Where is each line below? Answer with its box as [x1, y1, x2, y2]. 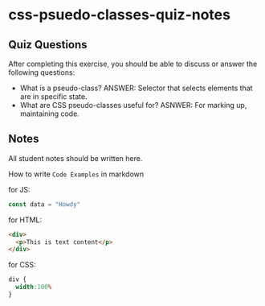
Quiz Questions [8, 38, 88, 52]
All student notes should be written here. [8, 153, 143, 163]
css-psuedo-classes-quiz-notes [8, 6, 231, 24]
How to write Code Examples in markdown [8, 169, 145, 179]
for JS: [8, 184, 31, 194]
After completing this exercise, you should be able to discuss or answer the [8, 59, 258, 68]
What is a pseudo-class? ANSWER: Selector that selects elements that [19, 83, 253, 93]
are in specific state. [19, 92, 88, 101]
